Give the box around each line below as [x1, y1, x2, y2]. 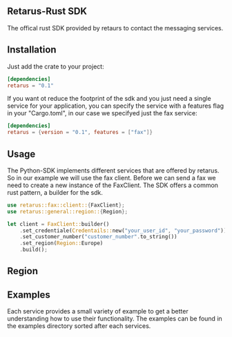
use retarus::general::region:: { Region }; [7, 208, 128, 215]
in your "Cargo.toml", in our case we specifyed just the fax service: [7, 109, 198, 117]
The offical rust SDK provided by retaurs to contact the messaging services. [7, 23, 224, 32]
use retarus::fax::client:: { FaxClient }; [7, 202, 126, 209]
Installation [7, 44, 57, 56]
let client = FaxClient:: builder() [7, 220, 110, 227]
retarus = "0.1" [7, 82, 54, 89]
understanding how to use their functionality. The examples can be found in [7, 314, 222, 323]
